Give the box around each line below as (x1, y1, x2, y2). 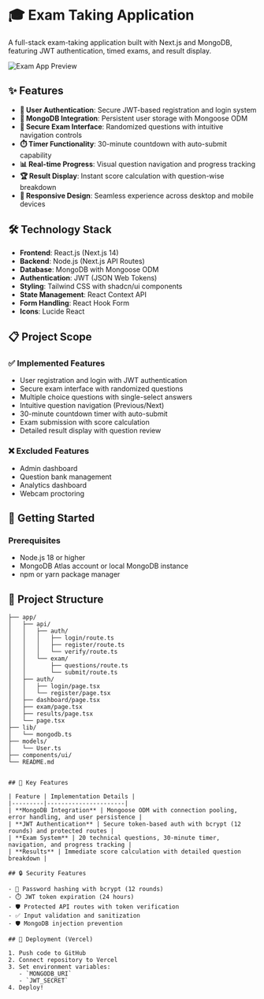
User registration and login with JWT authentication (19, 376, 188, 385)
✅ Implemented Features (8, 358, 106, 369)
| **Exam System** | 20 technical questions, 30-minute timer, (8, 834, 221, 842)
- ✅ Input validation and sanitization (8, 912, 140, 920)
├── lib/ (8, 724, 37, 732)
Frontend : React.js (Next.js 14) (19, 247, 120, 257)
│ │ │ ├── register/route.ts (8, 641, 125, 649)
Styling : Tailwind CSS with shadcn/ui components (19, 281, 183, 291)
